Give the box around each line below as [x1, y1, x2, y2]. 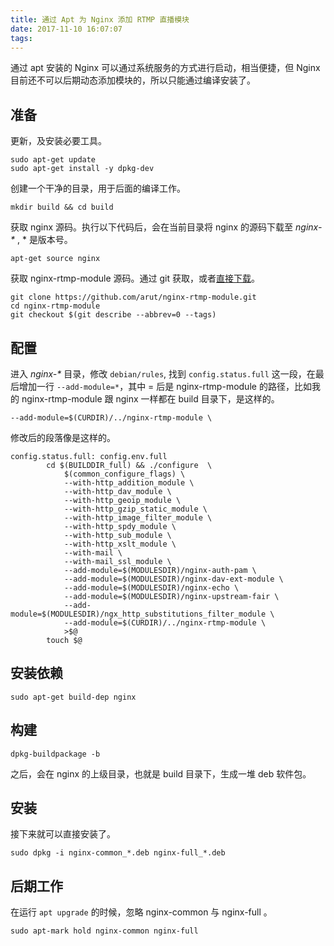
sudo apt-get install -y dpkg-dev [10, 164, 155, 174]
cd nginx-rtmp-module [10, 301, 101, 311]
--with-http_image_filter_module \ [63, 513, 213, 523]
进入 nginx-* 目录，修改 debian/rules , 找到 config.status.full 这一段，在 [10, 368, 316, 380]
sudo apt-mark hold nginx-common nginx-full [10, 926, 199, 936]
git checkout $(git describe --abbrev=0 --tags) [10, 310, 217, 320]
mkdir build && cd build [10, 202, 114, 213]
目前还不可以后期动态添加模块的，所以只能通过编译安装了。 [10, 74, 256, 86]
